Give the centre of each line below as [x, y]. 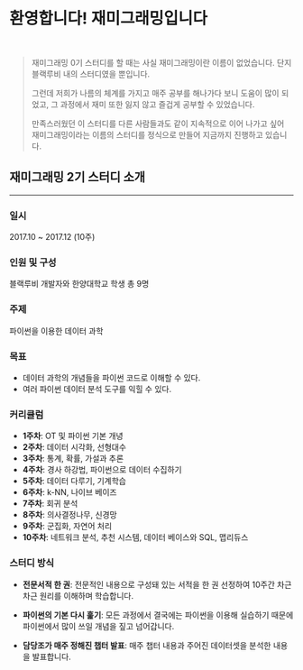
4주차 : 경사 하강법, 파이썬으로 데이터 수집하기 [102, 470]
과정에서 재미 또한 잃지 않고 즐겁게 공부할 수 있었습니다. [157, 104]
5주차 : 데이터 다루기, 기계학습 [74, 481]
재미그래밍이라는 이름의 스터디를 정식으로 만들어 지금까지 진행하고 [147, 134]
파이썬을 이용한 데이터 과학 [56, 331]
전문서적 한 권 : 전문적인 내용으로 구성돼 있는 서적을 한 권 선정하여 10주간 [148, 584]
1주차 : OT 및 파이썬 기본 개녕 [73, 436]
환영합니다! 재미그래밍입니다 [108, 18]
